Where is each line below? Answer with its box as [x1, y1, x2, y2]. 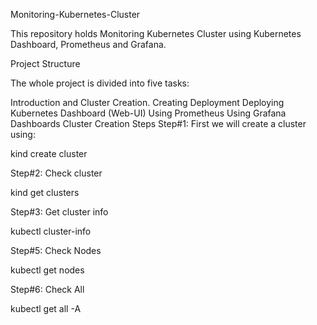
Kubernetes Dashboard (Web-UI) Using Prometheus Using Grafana [10, 107, 287, 119]
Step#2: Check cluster [10, 167, 103, 179]
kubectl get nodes [10, 264, 85, 276]
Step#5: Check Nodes [10, 245, 102, 256]
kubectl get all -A [10, 303, 82, 314]
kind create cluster [10, 148, 88, 159]
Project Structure [10, 58, 81, 69]
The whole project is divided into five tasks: [10, 77, 190, 89]
